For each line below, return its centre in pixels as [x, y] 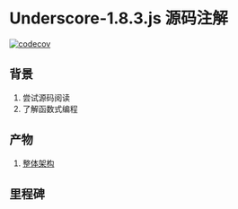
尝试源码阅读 [46, 97]
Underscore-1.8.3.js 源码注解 [119, 18]
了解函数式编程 [50, 109]
